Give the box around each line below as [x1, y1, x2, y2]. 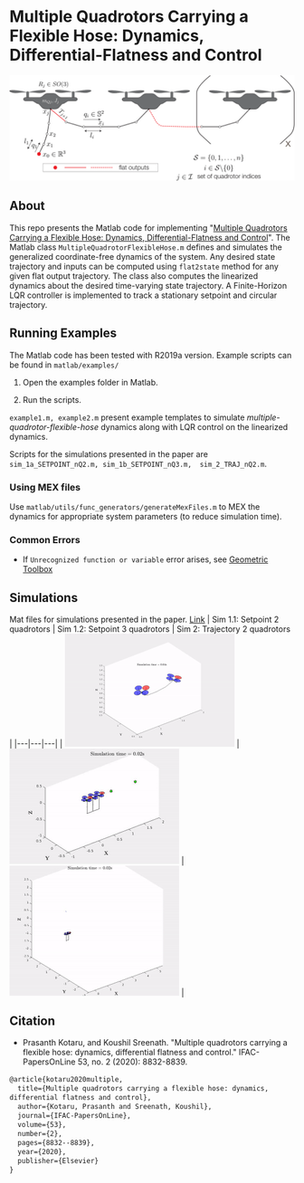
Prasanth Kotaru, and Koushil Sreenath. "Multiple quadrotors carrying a [22, 1037, 288, 1048]
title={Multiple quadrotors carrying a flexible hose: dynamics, [17, 1084, 270, 1093]
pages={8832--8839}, [17, 1139, 95, 1148]
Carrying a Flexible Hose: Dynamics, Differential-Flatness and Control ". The [9, 232, 291, 243]
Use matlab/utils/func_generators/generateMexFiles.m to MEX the [9, 501, 261, 512]
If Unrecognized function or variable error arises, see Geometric [22, 554, 269, 565]
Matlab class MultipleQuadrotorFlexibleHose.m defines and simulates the [9, 242, 282, 253]
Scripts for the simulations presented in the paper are [9, 448, 208, 459]
